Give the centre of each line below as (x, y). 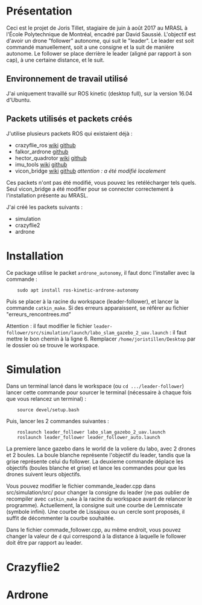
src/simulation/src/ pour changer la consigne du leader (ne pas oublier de (98, 493)
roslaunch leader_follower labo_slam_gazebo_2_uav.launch (91, 432)
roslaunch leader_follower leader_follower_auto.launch (89, 438)
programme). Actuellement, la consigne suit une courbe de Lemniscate (94, 505)
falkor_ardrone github (42, 152)
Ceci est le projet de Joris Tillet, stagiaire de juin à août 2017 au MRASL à (97, 28)
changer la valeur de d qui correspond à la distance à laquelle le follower (96, 536)
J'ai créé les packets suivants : (45, 207)
